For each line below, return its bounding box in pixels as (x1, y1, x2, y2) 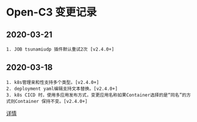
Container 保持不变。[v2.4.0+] (14, 98, 88, 104)
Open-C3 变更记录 (6, 5, 97, 19)
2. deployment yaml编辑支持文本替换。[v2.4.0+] (6, 86, 118, 92)
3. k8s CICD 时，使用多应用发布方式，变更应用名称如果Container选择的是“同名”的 (6, 92, 187, 98)
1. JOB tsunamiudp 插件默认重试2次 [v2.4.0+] (6, 46, 115, 52)
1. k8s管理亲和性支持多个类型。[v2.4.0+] (6, 79, 100, 85)
